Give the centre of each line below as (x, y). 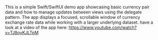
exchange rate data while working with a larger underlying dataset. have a (79, 22)
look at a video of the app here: (36, 27)
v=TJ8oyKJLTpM (22, 33)
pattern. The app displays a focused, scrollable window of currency (73, 17)
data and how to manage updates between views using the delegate (73, 12)
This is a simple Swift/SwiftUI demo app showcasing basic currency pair (77, 7)
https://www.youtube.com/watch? (103, 27)
